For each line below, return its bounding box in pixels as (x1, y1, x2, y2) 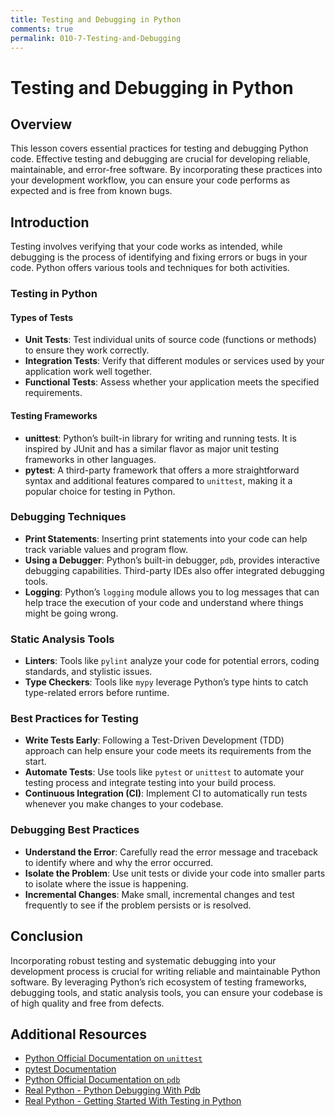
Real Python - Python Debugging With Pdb (24, 1084, 201, 1096)
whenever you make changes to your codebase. (24, 798, 224, 810)
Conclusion (10, 928, 84, 945)
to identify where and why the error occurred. (24, 856, 214, 868)
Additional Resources (10, 1026, 147, 1043)
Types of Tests (10, 311, 73, 323)
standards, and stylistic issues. (24, 666, 153, 678)
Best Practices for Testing (10, 712, 139, 726)
